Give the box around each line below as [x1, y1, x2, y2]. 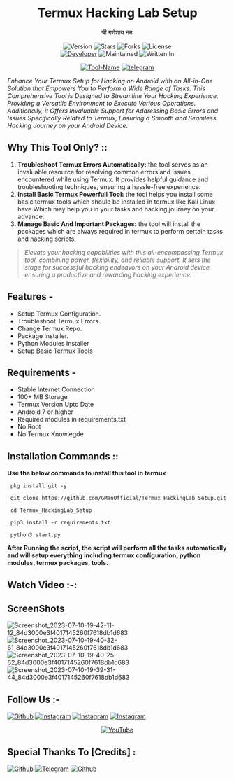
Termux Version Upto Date [17, 401, 94, 409]
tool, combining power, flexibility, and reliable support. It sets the [24, 256, 211, 264]
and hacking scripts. [17, 235, 77, 243]
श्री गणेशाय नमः [101, 28, 134, 36]
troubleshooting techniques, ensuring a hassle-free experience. [17, 182, 201, 190]
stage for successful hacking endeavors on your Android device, [24, 263, 212, 271]
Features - [7, 291, 54, 302]
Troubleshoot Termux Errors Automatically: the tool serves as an [17, 160, 208, 169]
